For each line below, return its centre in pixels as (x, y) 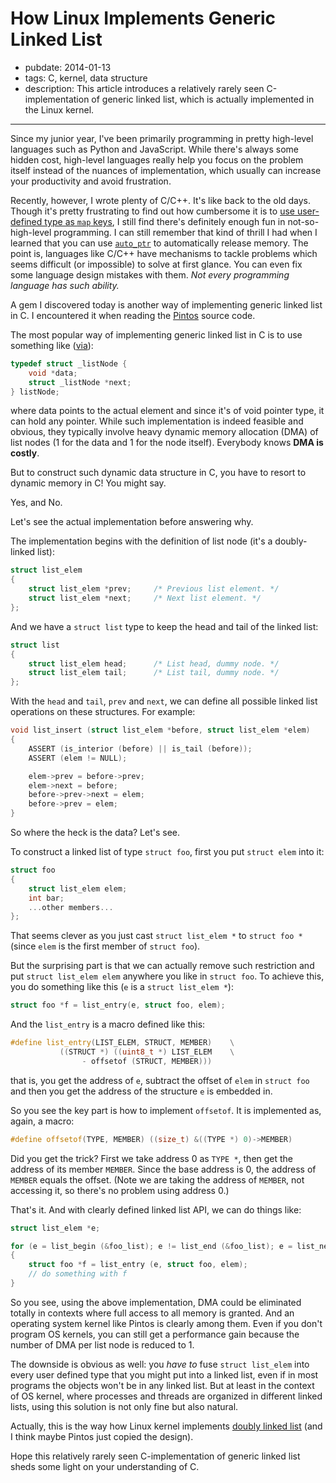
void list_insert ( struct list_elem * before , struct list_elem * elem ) (160, 730)
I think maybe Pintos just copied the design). (102, 1436)
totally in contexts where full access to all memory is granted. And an (152, 1313)
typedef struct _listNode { (69, 363)
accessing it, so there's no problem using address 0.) (120, 1190)
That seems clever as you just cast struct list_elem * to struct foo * (156, 936)
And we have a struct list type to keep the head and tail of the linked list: (164, 626)
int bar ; (46, 898)
